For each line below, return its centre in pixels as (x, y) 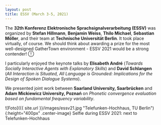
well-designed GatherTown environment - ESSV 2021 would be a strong (77, 49)
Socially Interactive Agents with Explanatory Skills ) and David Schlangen (79, 68)
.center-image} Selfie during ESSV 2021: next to (89, 113)
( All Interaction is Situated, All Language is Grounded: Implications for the (79, 73)
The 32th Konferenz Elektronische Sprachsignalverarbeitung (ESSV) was (80, 28)
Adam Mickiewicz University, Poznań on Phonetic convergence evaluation (81, 93)
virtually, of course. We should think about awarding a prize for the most (77, 43)
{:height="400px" (23, 113)
